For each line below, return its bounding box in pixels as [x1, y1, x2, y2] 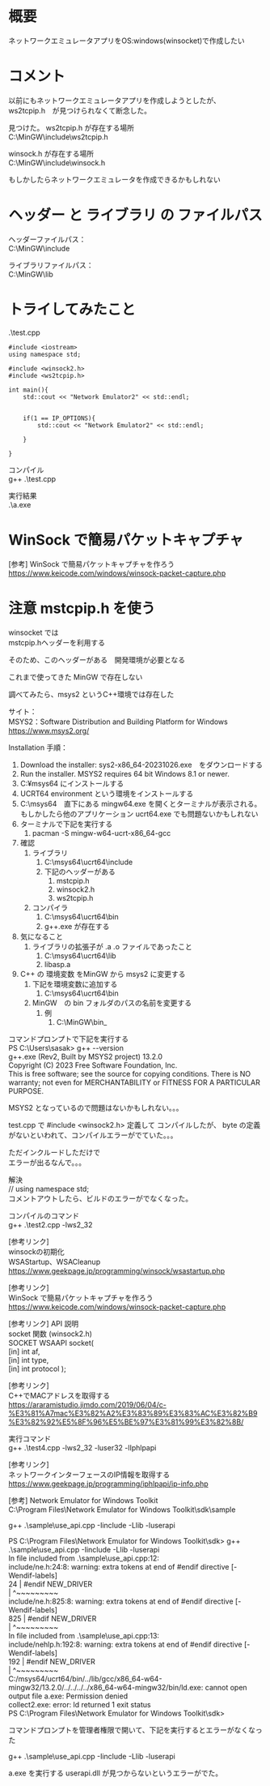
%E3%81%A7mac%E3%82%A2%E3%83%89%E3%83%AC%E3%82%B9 [8, 1408, 258, 1418]
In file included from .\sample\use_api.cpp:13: [8, 1630, 160, 1640]
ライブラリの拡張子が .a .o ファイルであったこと [32, 941, 192, 951]
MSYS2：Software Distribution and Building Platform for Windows [8, 717, 228, 726]
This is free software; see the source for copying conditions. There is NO [8, 1069, 251, 1078]
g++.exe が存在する [44, 921, 110, 931]
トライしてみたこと [8, 301, 136, 319]
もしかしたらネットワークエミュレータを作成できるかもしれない [8, 174, 221, 184]
